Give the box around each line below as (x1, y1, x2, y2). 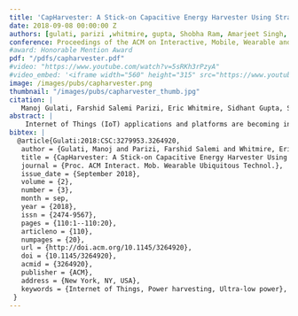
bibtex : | (9, 128, 46, 137)
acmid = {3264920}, (20, 260, 93, 269)
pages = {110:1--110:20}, (20, 219, 117, 227)
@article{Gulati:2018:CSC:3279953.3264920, (17, 136, 180, 145)
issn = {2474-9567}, (20, 210, 98, 220)
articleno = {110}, (20, 227, 93, 235)
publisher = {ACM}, (20, 268, 93, 277)
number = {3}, (20, 186, 74, 195)
